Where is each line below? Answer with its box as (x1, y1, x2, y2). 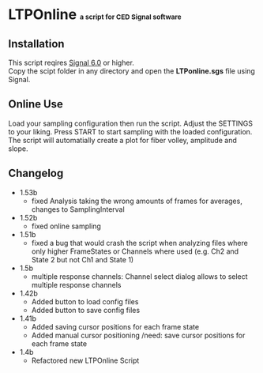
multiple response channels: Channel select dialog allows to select (31, 271, 248, 281)
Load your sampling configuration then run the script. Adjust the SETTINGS (8, 119, 253, 128)
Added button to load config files (31, 296, 139, 306)
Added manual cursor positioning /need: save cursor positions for (31, 330, 246, 340)
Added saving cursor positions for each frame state (31, 322, 200, 331)
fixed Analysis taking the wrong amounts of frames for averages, (31, 196, 242, 205)
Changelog (8, 167, 64, 180)
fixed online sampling (31, 221, 101, 231)
